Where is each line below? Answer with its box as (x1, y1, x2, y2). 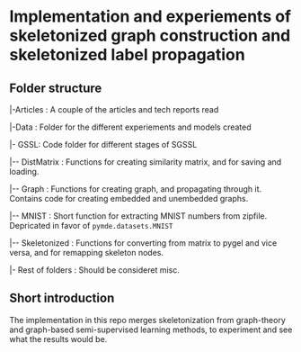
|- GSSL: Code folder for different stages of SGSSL (9, 140, 198, 149)
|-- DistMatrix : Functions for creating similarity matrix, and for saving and (9, 157, 282, 167)
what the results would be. (9, 333, 108, 344)
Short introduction (9, 291, 115, 306)
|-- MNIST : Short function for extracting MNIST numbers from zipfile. (9, 211, 268, 221)
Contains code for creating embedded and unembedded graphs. (9, 194, 249, 203)
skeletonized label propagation (9, 45, 245, 65)
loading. (9, 167, 40, 176)
